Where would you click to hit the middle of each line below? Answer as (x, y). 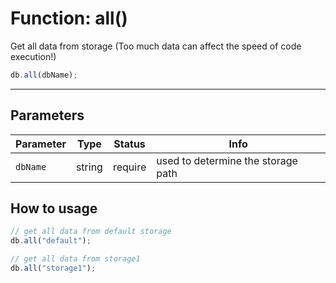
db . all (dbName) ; (44, 75)
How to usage (54, 208)
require (129, 167)
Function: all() (69, 18)
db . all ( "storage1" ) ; (53, 268)
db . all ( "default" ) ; (51, 241)
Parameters (47, 115)
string (89, 167)
